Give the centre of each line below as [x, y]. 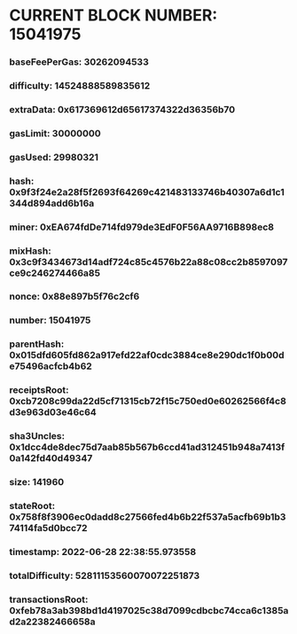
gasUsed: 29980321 [54, 157]
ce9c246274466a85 [55, 273]
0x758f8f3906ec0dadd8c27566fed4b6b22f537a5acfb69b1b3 [148, 517]
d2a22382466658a [52, 622]
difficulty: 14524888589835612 [80, 86]
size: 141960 [37, 482]
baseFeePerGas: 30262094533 [79, 62]
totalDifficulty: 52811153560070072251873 [105, 575]
